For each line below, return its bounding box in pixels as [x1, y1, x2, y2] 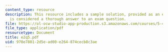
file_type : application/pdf [5, 26, 64, 31]
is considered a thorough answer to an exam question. [9, 16, 126, 21]
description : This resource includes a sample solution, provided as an [5, 12, 160, 17]
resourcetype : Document [5, 30, 55, 35]
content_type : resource [5, 7, 55, 12]
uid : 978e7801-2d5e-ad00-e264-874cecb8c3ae [5, 40, 97, 45]
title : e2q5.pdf [5, 35, 39, 40]
